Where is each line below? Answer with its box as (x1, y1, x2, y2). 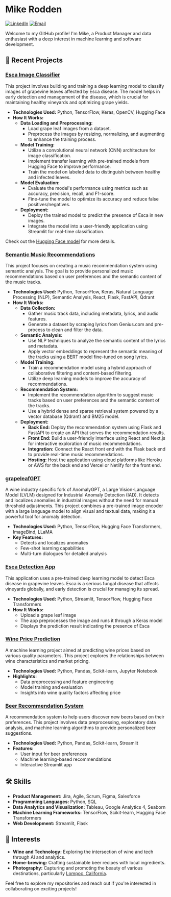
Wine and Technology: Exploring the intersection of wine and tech (12, 849, 154, 855)
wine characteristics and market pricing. (5, 658, 90, 664)
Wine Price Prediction (5, 635, 60, 642)
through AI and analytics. (12, 854, 66, 860)
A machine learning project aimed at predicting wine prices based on (5, 647, 151, 653)
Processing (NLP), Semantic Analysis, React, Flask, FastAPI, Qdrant (12, 294, 155, 300)
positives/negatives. (28, 201, 70, 207)
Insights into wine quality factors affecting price (20, 689, 121, 695)
